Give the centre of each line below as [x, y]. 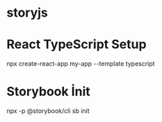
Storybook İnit [49, 92]
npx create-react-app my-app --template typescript [81, 64]
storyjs [27, 13]
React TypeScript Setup [76, 45]
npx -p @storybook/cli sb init [48, 111]
